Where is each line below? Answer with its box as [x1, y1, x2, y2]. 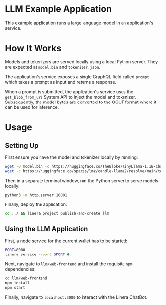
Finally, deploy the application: [5, 202, 67, 207]
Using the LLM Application [5, 224, 88, 233]
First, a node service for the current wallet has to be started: [5, 238, 127, 244]
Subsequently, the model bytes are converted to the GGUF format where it [5, 99, 157, 105]
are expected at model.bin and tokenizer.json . [5, 64, 101, 70]
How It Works [5, 43, 62, 54]
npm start [5, 285, 26, 290]
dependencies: [5, 266, 36, 272]
